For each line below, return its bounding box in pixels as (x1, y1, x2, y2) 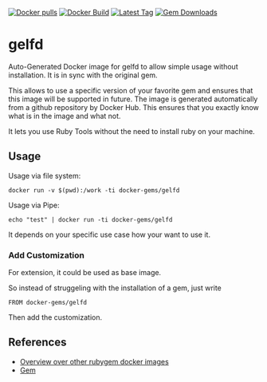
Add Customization (8, 250, 85, 261)
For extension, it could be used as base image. (8, 268, 162, 278)
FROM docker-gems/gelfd (8, 299, 88, 307)
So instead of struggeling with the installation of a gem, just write (8, 283, 222, 293)
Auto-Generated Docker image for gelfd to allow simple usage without (8, 61, 238, 71)
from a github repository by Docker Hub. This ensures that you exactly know (8, 102, 259, 112)
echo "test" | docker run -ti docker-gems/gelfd (8, 215, 173, 223)
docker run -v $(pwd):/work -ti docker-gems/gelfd (8, 186, 180, 195)
